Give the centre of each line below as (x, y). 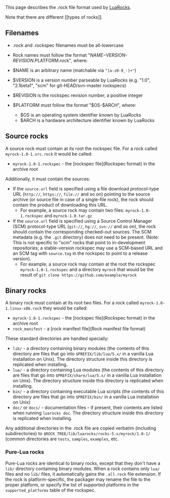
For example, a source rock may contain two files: (72, 210)
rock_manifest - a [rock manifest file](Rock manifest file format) (79, 329)
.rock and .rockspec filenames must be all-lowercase (68, 45)
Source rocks (27, 136)
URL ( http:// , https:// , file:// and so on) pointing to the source (81, 194)
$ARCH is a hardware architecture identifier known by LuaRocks (87, 120)
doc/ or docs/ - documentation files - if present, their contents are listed (87, 408)
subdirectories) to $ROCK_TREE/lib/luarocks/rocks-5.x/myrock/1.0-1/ (78, 434)
